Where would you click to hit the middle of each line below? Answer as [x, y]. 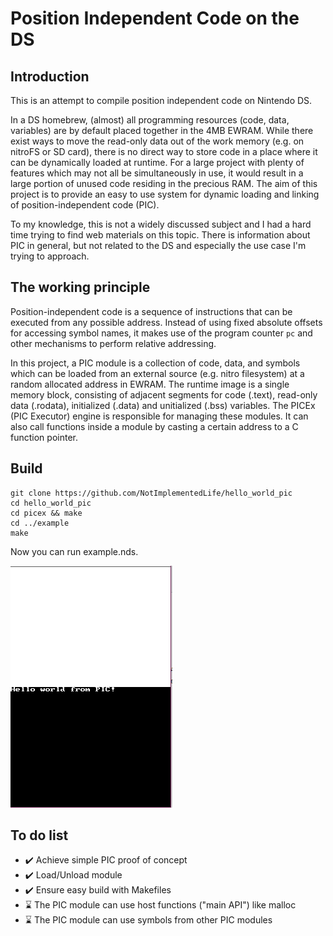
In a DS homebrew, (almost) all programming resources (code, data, [150, 120]
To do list [39, 835]
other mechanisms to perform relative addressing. [113, 343]
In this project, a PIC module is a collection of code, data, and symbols [155, 363]
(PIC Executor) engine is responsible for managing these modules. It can [159, 416]
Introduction [50, 76]
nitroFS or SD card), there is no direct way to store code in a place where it [164, 151]
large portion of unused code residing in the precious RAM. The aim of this [164, 183]
